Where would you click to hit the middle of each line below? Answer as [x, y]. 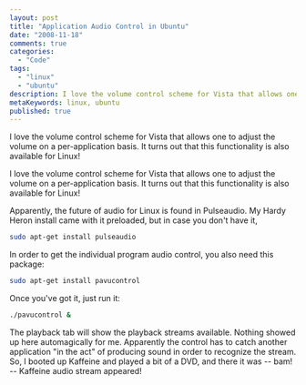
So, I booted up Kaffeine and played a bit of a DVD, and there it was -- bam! [151, 361]
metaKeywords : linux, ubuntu [65, 102]
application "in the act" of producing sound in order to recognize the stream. [153, 351]
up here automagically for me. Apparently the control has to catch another [148, 341]
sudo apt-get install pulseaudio [73, 238]
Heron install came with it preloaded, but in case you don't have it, [133, 220]
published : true [40, 111]
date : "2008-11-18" [46, 35]
